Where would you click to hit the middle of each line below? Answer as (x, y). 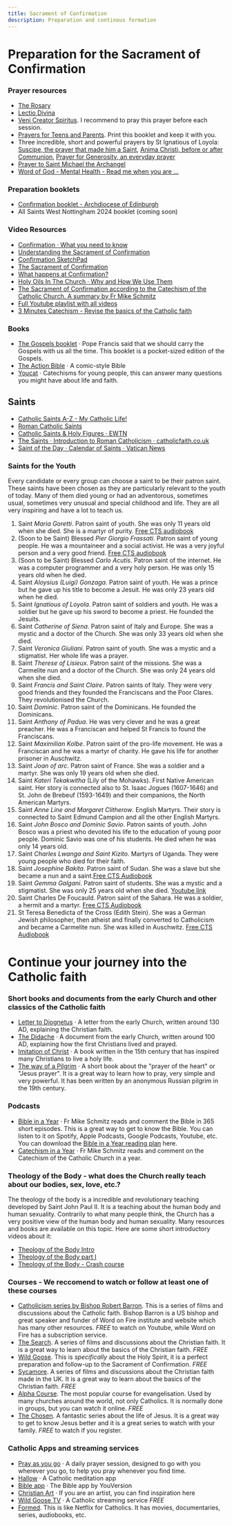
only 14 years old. (43, 846)
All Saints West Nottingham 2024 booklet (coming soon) (98, 212)
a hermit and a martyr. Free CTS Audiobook (80, 905)
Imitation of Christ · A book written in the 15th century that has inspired (118, 1052)
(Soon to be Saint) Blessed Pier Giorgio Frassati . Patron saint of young (118, 538)
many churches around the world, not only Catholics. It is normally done (120, 1401)
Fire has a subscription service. (62, 1335)
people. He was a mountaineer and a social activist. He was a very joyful (121, 545)
